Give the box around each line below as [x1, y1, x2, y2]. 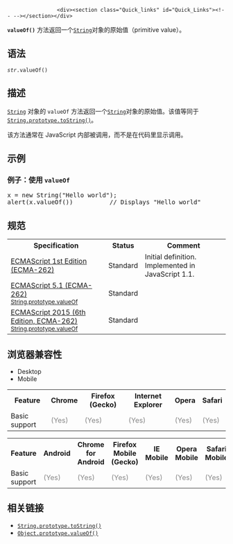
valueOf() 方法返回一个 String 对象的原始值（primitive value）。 [7, 26, 186, 34]
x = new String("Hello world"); [7, 192, 117, 199]
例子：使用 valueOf [7, 175, 71, 185]
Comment [166, 241, 200, 250]
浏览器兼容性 [7, 348, 62, 360]
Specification [33, 241, 79, 250]
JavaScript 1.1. [144, 269, 195, 279]
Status [112, 241, 135, 250]
